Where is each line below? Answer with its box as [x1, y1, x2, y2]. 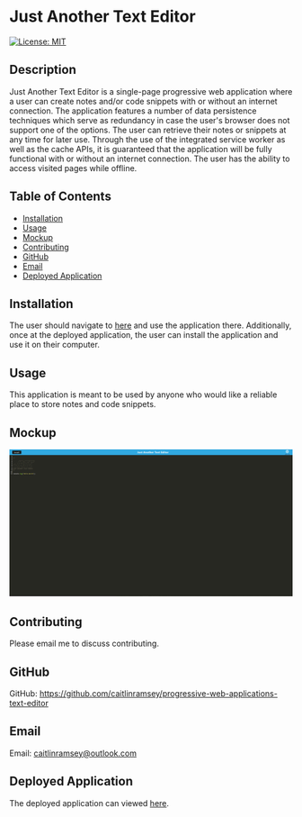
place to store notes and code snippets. [9, 399, 156, 410]
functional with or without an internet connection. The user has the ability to [9, 153, 290, 164]
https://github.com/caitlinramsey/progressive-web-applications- [39, 687, 279, 699]
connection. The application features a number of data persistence [9, 105, 257, 116]
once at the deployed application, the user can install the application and [9, 330, 279, 340]
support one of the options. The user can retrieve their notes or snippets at [9, 124, 287, 135]
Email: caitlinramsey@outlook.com [9, 748, 138, 758]
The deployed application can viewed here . [9, 797, 169, 808]
